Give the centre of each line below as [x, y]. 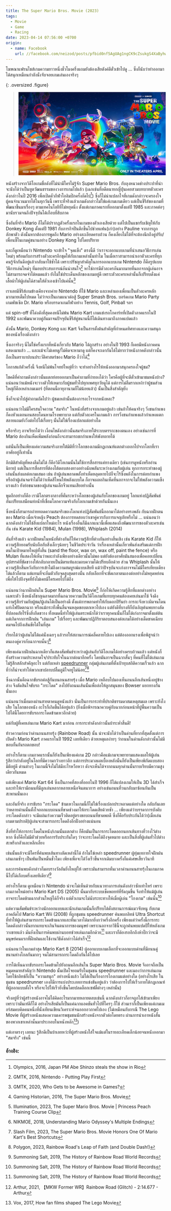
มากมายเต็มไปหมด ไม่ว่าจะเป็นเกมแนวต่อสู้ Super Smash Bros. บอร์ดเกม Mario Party [82, 297]
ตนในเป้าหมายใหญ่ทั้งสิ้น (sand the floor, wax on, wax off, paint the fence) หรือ [82, 550]
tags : [11, 16]
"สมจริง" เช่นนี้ [18, 1038]
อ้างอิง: [13, 1051]
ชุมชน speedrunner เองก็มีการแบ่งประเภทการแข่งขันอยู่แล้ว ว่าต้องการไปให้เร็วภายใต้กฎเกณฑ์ [85, 982]
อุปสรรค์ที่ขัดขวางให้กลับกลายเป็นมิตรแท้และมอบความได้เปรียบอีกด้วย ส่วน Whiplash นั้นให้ [83, 562]
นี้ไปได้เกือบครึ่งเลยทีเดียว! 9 [29, 875]
